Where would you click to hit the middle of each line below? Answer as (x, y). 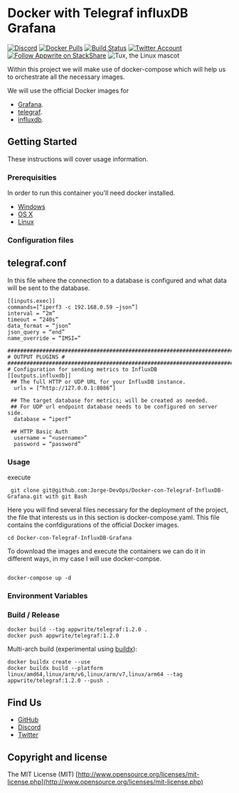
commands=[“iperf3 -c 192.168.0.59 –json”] (73, 307)
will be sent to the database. (49, 288)
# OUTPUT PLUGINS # (36, 357)
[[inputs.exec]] (31, 301)
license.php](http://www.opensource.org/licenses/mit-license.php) (106, 782)
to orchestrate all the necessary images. (67, 77)
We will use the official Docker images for (68, 90)
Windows (31, 207)
